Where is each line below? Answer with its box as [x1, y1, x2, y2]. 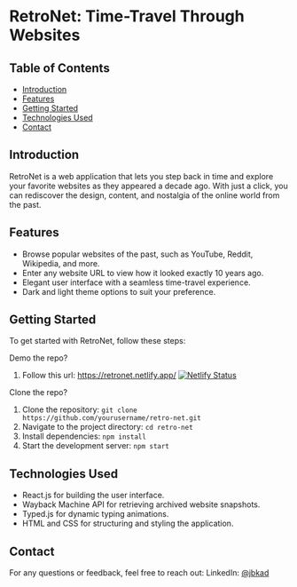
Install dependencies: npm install [21, 431, 146, 441]
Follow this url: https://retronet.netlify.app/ [21, 370, 177, 381]
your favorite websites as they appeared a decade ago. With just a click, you [9, 180, 288, 191]
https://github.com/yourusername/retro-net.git [21, 414, 201, 423]
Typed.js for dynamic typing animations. [21, 509, 169, 520]
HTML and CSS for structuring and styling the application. [21, 518, 234, 529]
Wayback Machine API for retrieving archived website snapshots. [21, 499, 261, 510]
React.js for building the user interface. [21, 490, 165, 501]
